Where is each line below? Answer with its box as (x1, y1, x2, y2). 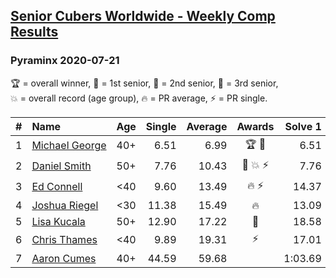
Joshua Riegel (31, 198, 99, 212)
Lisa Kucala (31, 214, 86, 228)
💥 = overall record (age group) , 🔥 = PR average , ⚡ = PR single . (10, 92, 268, 104)
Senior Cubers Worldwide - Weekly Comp (10, 8, 276, 25)
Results (10, 24, 59, 41)
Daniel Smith (31, 159, 92, 173)
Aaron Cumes (31, 251, 97, 265)
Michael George (31, 139, 107, 153)
